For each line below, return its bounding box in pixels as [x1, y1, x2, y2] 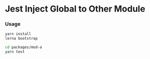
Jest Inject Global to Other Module [5, 3, 146, 15]
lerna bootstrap [5, 36, 38, 41]
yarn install [5, 31, 31, 37]
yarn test [5, 49, 25, 54]
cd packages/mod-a [5, 45, 42, 50]
